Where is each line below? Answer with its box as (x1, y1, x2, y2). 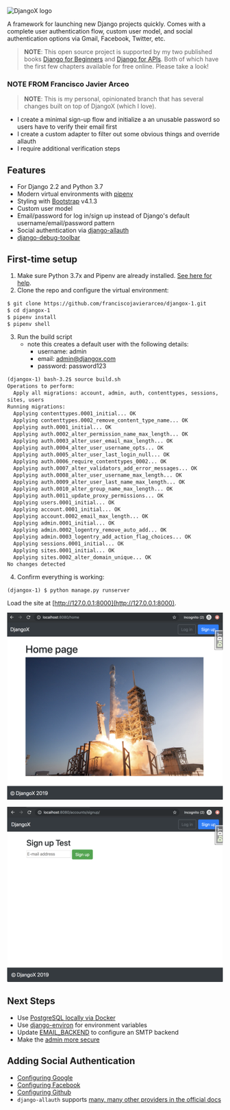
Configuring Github (16, 1088, 72, 1096)
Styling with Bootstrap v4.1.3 (16, 197, 98, 205)
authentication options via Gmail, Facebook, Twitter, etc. (7, 34, 166, 42)
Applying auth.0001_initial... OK (13, 424, 112, 431)
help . (16, 279, 32, 287)
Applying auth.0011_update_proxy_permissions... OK (13, 492, 164, 499)
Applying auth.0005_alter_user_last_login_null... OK (13, 451, 170, 458)
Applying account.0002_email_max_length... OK (13, 513, 149, 520)
